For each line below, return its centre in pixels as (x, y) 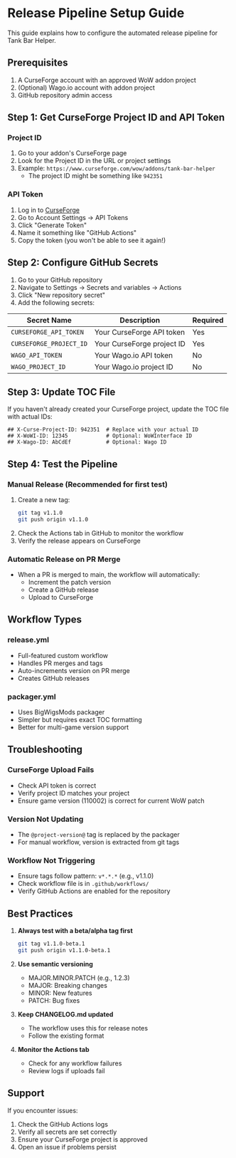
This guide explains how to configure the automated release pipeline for (113, 33)
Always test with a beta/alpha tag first (75, 931)
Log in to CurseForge (49, 210)
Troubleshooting (45, 750)
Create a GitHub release (64, 590)
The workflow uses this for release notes (88, 1028)
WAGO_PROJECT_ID (38, 367)
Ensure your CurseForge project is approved (82, 1139)
